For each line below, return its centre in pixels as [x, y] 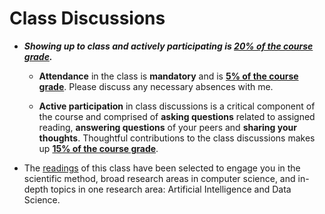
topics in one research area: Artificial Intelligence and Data [171, 189]
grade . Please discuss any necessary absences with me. [156, 86]
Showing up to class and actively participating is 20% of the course [168, 46]
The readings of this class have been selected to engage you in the [162, 168]
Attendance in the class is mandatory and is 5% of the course [168, 76]
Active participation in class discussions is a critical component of [177, 106]
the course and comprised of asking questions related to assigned [177, 116]
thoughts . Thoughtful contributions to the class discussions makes [177, 138]
